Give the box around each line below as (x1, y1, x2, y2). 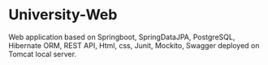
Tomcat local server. (8, 49, 77, 59)
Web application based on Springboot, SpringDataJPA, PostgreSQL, (8, 32, 236, 42)
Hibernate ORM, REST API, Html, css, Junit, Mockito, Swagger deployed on (8, 40, 260, 50)
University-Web (8, 6, 118, 24)
